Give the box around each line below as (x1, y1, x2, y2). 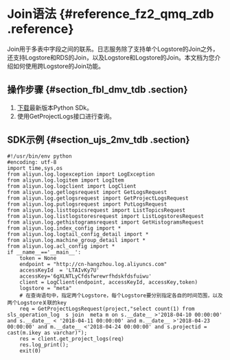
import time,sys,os (7, 165, 63, 171)
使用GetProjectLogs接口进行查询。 (16, 112, 115, 120)
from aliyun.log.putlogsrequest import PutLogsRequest (7, 200, 168, 208)
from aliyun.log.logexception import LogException (7, 171, 155, 178)
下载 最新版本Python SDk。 (16, 104, 93, 112)
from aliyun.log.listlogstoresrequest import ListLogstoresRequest (7, 213, 205, 219)
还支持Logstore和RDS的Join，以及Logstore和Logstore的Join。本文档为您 (7, 53, 215, 62)
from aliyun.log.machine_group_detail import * (7, 237, 146, 243)
